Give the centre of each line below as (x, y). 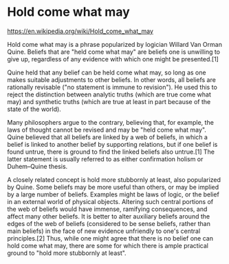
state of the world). (34, 109)
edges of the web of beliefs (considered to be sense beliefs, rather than (109, 223)
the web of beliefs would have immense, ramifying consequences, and (107, 209)
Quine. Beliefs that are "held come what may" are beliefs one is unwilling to (114, 52)
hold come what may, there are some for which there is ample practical (108, 245)
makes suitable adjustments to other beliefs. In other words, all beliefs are (112, 79)
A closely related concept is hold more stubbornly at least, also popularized (114, 179)
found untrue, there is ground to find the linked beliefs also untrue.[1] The (111, 152)
